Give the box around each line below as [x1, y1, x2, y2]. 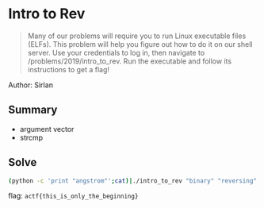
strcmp [19, 133, 44, 142]
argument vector [19, 124, 75, 133]
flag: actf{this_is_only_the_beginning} [8, 191, 139, 201]
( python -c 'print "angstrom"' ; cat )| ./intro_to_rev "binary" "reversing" [8, 176, 258, 185]
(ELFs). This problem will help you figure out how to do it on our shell [27, 39, 253, 48]
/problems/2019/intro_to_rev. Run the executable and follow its [27, 56, 232, 66]
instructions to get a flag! [27, 64, 109, 74]
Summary [8, 103, 58, 117]
